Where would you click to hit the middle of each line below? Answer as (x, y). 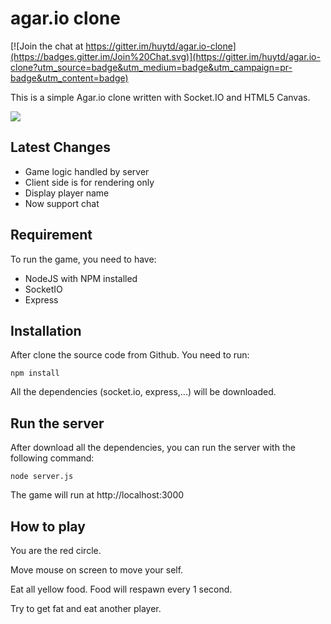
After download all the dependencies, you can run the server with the (153, 448)
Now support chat (62, 203)
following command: (52, 458)
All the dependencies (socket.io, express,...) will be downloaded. (143, 392)
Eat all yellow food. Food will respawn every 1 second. (121, 589)
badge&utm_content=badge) (69, 78)
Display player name (67, 193)
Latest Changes (60, 147)
